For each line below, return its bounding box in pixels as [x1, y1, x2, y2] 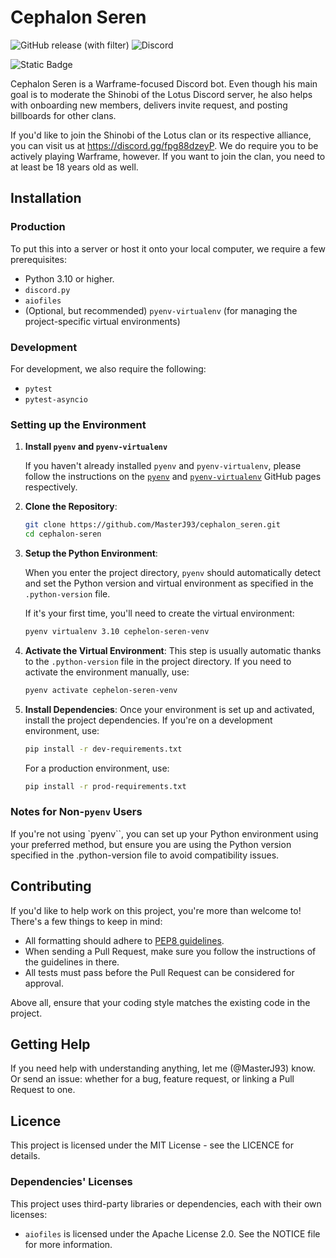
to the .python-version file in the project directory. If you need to [24, 655, 292, 667]
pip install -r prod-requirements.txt [24, 781, 187, 791]
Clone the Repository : [24, 501, 118, 513]
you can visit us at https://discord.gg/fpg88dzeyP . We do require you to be [10, 139, 319, 151]
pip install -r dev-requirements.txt [24, 744, 183, 754]
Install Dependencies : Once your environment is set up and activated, [24, 703, 315, 715]
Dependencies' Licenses [10, 1175, 133, 1189]
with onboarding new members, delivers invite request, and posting [10, 99, 288, 111]
